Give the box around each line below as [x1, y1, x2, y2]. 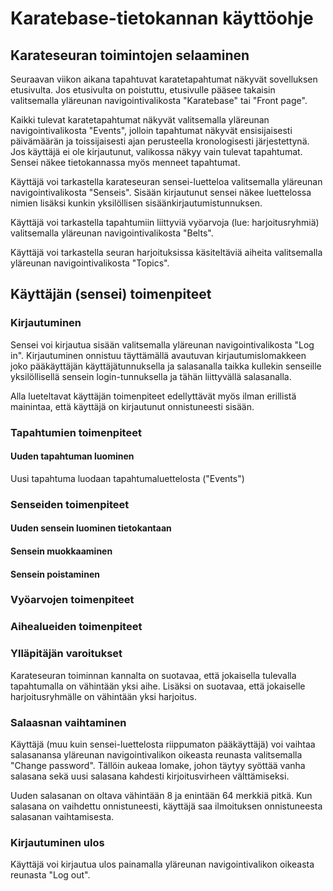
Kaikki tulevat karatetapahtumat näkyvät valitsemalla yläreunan [10, 114, 270, 126]
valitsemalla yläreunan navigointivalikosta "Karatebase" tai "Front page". [10, 95, 308, 106]
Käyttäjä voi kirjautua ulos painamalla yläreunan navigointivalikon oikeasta [10, 858, 315, 871]
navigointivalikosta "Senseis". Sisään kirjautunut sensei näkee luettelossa [10, 187, 312, 198]
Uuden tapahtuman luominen [10, 450, 135, 462]
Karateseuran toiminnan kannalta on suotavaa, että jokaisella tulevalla [10, 669, 297, 681]
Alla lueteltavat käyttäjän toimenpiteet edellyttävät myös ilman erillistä [10, 390, 297, 402]
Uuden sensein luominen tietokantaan [10, 522, 172, 534]
